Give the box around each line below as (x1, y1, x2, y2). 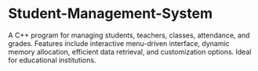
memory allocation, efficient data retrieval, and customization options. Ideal (8, 47, 252, 56)
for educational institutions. (8, 55, 96, 65)
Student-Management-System (8, 5, 213, 23)
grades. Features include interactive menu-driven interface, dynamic (8, 38, 230, 48)
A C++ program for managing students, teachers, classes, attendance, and (8, 30, 250, 40)
